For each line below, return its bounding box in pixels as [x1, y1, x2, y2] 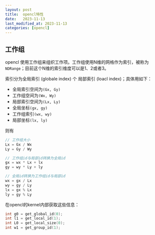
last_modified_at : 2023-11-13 [5, 21, 68, 26]
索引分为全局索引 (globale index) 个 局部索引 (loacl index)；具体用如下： [5, 76, 152, 81]
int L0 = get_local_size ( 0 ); [5, 221, 65, 226]
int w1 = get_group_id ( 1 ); [5, 225, 61, 230]
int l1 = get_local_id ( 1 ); [5, 216, 61, 221]
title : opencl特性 [5, 12, 44, 17]
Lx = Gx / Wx [5, 142, 32, 147]
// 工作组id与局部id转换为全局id [5, 156, 66, 160]
